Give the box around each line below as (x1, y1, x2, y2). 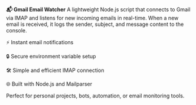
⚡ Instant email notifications (6, 39, 74, 45)
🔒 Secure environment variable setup (6, 53, 96, 60)
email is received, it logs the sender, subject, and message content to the (6, 21, 184, 28)
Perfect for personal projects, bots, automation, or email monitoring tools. (6, 92, 185, 99)
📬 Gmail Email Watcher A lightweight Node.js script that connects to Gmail (6, 6, 191, 13)
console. (6, 27, 28, 34)
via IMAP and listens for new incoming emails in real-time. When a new (6, 15, 179, 21)
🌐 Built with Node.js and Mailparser (6, 80, 93, 87)
